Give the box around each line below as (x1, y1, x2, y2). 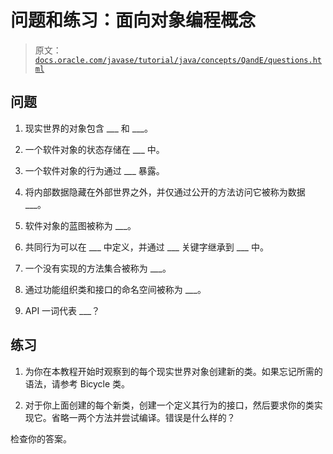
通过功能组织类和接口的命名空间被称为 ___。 (24, 283, 207, 295)
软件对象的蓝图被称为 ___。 (24, 219, 137, 231)
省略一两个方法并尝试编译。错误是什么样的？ (51, 411, 236, 423)
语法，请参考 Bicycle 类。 (24, 377, 131, 390)
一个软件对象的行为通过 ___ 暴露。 (24, 164, 165, 176)
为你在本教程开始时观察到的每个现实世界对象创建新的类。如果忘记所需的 (24, 365, 323, 377)
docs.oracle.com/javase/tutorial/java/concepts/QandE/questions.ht (34, 55, 322, 65)
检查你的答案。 (10, 432, 72, 445)
